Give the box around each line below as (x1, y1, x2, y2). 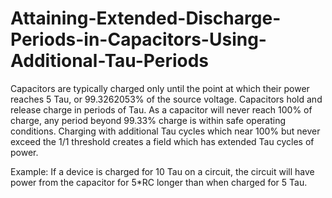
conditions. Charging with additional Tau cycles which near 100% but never (10, 125, 321, 137)
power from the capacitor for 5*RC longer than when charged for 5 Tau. (10, 176, 308, 188)
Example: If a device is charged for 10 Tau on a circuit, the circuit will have (10, 165, 315, 177)
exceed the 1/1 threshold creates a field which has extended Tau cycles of (10, 135, 315, 147)
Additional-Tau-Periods (10, 50, 209, 72)
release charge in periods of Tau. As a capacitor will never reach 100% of (10, 103, 313, 116)
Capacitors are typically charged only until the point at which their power (10, 82, 310, 94)
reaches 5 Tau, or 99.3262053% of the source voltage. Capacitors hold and (10, 93, 323, 105)
